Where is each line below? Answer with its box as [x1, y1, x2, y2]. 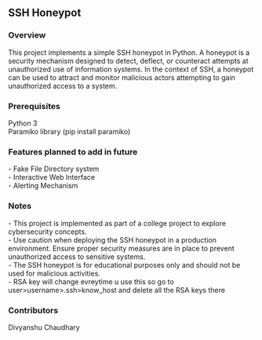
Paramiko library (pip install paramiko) [8, 126, 131, 136]
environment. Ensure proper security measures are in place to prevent [8, 243, 235, 253]
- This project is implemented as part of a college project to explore [8, 218, 226, 228]
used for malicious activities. [8, 269, 100, 278]
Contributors [8, 305, 59, 316]
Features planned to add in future [8, 146, 138, 157]
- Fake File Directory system [8, 164, 100, 174]
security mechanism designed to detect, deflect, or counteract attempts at [8, 56, 249, 65]
